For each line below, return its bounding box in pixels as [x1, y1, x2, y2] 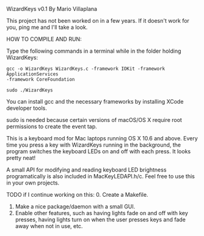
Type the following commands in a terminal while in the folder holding [6, 47, 181, 55]
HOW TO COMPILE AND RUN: [6, 36, 82, 42]
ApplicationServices [6, 71, 59, 77]
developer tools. [6, 104, 47, 112]
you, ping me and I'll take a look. [6, 24, 88, 31]
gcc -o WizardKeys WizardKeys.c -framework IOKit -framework [6, 66, 166, 72]
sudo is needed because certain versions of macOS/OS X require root [6, 116, 182, 123]
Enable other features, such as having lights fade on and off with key [15, 210, 188, 216]
